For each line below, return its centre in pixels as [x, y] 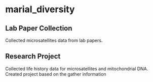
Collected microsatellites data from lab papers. [54, 40]
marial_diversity [40, 9]
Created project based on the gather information [56, 74]
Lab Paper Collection [39, 28]
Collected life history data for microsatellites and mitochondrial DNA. [77, 69]
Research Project [33, 56]
